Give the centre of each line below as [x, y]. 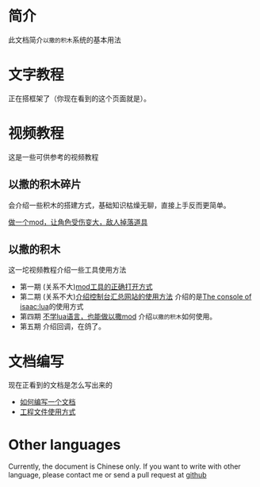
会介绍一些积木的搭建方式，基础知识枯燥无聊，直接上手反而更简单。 [119, 205]
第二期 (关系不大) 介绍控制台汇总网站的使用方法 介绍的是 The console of [136, 297]
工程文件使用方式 [48, 412]
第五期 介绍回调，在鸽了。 [62, 327]
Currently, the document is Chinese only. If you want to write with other [125, 466]
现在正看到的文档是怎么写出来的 [60, 385]
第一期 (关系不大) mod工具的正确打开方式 [86, 287]
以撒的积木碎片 [45, 185]
